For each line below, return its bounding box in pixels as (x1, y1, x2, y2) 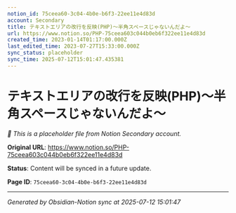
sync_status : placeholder (7, 50, 83, 57)
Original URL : (7, 143, 47, 151)
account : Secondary (7, 17, 65, 24)
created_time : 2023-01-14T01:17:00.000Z (7, 36, 128, 43)
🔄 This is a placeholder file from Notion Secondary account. (7, 129, 181, 137)
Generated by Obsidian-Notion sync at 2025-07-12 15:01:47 (7, 198, 181, 206)
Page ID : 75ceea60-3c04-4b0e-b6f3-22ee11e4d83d (7, 177, 147, 186)
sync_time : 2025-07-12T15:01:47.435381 (7, 56, 124, 63)
